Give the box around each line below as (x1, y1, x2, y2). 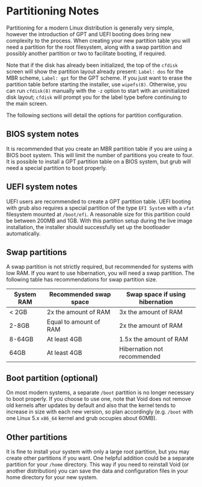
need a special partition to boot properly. (6, 164, 107, 171)
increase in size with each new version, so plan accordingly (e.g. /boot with (6, 408, 194, 415)
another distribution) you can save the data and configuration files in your (6, 467, 189, 474)
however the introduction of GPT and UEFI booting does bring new (6, 30, 171, 37)
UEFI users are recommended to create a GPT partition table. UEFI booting (6, 198, 191, 205)
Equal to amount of (47, 318, 100, 326)
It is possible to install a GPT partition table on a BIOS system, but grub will (6, 158, 191, 165)
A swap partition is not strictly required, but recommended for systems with (6, 263, 194, 271)
